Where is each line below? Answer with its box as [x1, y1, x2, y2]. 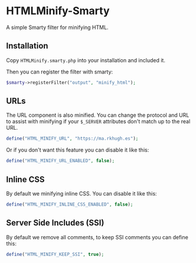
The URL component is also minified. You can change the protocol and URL [6, 111, 190, 119]
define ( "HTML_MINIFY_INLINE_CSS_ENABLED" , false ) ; [6, 201, 133, 207]
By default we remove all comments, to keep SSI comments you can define [6, 233, 189, 240]
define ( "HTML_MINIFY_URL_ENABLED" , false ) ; [6, 158, 115, 164]
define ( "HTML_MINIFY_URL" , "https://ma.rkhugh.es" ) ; [6, 136, 139, 142]
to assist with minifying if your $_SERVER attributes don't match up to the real [6, 118, 191, 125]
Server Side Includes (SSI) [6, 218, 104, 228]
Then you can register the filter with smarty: [6, 68, 113, 75]
